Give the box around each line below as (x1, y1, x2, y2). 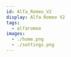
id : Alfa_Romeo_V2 (6, 8, 52, 15)
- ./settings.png (11, 42, 55, 48)
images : (6, 31, 26, 37)
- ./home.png (11, 36, 44, 42)
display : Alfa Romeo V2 (6, 14, 66, 20)
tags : (6, 20, 20, 26)
